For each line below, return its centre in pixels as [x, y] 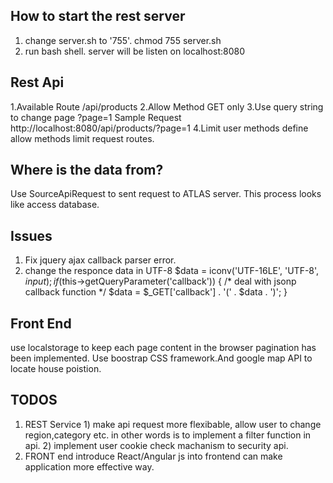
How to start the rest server [98, 16]
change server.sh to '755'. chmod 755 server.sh [123, 40]
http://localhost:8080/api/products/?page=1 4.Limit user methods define [159, 128]
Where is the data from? [87, 170]
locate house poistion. [56, 369]
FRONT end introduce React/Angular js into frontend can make [153, 456]
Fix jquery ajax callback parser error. [100, 260]
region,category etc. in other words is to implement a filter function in [168, 435]
